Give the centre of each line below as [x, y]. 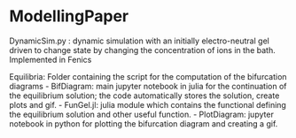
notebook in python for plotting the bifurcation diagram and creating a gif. [144, 123]
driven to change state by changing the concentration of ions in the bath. [143, 50]
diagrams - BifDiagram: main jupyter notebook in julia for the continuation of [148, 86]
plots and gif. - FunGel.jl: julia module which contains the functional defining [148, 104]
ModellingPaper [69, 16]
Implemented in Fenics [51, 59]
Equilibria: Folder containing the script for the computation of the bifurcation [148, 76]
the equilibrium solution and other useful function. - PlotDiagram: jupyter [142, 114]
